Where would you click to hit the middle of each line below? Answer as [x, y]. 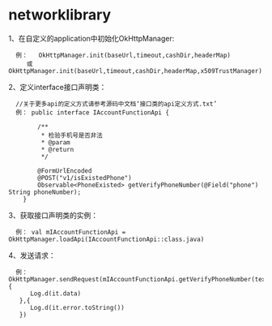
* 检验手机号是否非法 [72, 135]
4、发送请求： [32, 255]
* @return [57, 149]
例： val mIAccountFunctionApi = [71, 232]
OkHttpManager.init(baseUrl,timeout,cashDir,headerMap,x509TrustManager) [136, 71]
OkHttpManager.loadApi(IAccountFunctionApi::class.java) [106, 239]
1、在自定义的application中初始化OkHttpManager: [91, 38]
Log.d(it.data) [55, 294]
